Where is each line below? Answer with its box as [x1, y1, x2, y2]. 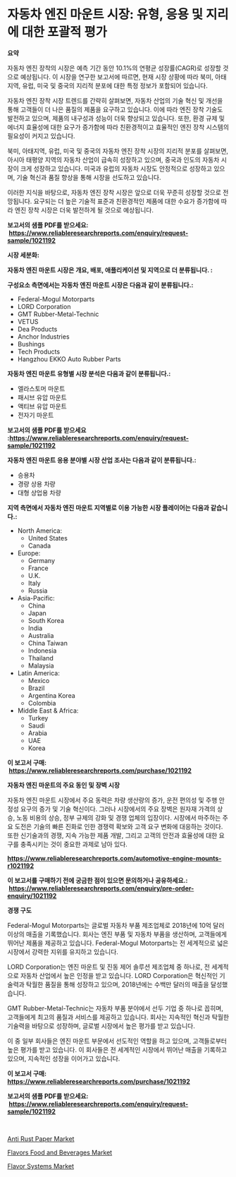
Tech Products [17, 347, 61, 356]
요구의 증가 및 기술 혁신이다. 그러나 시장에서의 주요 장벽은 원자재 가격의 [20, 804, 216, 813]
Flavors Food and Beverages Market [7, 1148, 113, 1157]
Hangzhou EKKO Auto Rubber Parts [17, 354, 121, 363]
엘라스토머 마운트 [17, 384, 66, 392]
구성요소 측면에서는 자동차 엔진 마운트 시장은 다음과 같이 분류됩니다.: [7, 280, 194, 289]
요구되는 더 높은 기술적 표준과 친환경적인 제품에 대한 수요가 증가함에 [33, 197, 220, 205]
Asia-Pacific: [17, 593, 55, 602]
